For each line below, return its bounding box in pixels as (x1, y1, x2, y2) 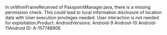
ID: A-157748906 (26, 25, 61, 31)
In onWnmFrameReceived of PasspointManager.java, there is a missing (5, 4, 151, 10)
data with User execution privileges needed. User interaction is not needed (5, 15, 159, 20)
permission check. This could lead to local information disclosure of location (5, 9, 162, 15)
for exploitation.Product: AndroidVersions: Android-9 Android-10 (5, 20, 138, 26)
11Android (5, 25, 25, 31)
